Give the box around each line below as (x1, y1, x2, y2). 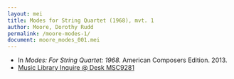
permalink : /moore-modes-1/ (7, 30, 91, 37)
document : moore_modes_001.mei (7, 37, 100, 44)
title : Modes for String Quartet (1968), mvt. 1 (7, 17, 154, 24)
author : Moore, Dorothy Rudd (7, 23, 94, 30)
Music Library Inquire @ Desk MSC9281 (17, 63, 135, 72)
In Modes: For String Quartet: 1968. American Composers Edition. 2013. (17, 56, 228, 64)
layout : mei (7, 10, 43, 18)
